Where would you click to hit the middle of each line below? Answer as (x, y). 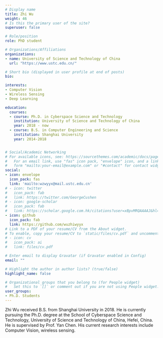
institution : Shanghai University (49, 135)
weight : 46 (16, 18)
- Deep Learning (21, 99)
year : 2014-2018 (30, 139)
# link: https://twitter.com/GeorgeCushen (51, 197)
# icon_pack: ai (24, 243)
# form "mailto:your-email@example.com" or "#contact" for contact (77, 166)
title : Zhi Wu (19, 14)
